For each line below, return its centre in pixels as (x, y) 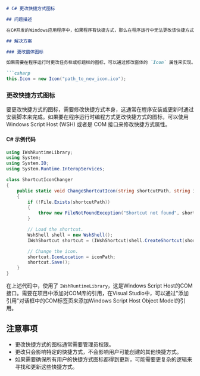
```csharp (18, 74)
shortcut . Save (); (49, 262)
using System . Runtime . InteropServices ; (56, 169)
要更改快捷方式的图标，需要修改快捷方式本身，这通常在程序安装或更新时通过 (100, 109)
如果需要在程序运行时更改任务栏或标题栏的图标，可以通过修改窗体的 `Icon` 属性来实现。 (101, 63)
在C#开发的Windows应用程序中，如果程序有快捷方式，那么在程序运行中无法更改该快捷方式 (100, 30)
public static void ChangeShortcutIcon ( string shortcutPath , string (104, 191)
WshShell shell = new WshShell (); (70, 235)
